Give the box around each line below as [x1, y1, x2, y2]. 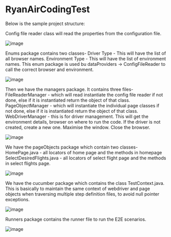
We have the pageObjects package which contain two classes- [5, 144, 138, 150]
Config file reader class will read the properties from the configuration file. [5, 30, 162, 36]
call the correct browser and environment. [5, 66, 94, 73]
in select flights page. [5, 160, 51, 167]
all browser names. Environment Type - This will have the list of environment [5, 55, 166, 62]
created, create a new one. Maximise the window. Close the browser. [5, 124, 151, 130]
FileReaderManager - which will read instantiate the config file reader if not [5, 91, 163, 98]
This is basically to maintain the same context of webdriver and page [5, 185, 151, 192]
